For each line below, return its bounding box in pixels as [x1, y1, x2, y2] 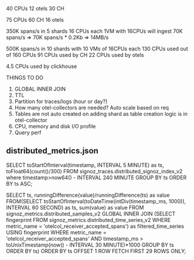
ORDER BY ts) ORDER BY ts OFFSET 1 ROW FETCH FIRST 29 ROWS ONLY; [6, 247, 186, 254]
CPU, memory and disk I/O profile [14, 123, 96, 129]
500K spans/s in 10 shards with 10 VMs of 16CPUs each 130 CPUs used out [6, 45, 189, 52]
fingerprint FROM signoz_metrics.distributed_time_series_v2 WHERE [6, 216, 171, 223]
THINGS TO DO [6, 74, 44, 81]
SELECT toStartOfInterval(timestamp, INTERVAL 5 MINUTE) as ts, [6, 161, 164, 169]
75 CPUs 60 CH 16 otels [6, 16, 64, 23]
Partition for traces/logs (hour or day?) [14, 98, 108, 105]
